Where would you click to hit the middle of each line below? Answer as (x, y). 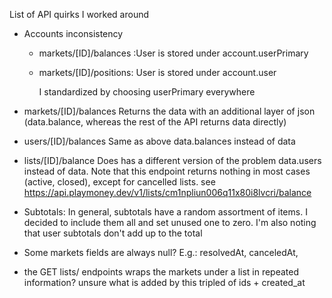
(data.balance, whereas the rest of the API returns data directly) (155, 122)
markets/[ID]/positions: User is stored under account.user (157, 72)
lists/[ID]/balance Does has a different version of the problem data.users (172, 160)
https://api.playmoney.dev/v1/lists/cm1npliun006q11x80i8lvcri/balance (167, 192)
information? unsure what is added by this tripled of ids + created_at (164, 282)
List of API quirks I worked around (79, 14)
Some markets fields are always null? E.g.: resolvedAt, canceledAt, (161, 252)
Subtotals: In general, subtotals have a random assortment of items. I (165, 212)
